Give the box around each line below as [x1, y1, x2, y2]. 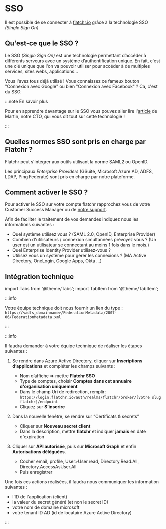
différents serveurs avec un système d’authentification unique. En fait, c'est [5, 58, 161, 64]
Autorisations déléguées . [12, 449, 66, 455]
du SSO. [5, 88, 22, 95]
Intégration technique [5, 272, 74, 281]
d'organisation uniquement [19, 383, 78, 390]
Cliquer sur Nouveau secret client [19, 423, 91, 429]
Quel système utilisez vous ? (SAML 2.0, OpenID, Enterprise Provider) [12, 231, 156, 237]
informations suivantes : [5, 222, 55, 228]
